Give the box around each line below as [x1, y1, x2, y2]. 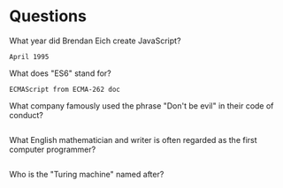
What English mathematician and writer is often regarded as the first [9, 134, 258, 145]
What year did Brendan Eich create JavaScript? [9, 35, 181, 46]
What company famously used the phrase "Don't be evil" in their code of [9, 100, 274, 111]
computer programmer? [9, 144, 96, 154]
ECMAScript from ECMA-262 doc [9, 85, 121, 94]
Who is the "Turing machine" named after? [9, 169, 164, 179]
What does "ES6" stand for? [9, 68, 112, 79]
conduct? [9, 109, 44, 120]
